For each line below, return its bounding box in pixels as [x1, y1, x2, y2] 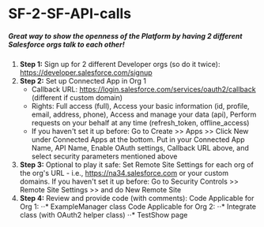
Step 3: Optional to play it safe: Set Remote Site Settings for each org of [19, 160, 255, 169]
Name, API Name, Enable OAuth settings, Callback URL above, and [31, 143, 249, 153]
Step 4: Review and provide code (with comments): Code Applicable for [19, 194, 255, 203]
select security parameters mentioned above [31, 151, 178, 162]
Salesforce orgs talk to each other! [8, 39, 125, 49]
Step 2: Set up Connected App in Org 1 [19, 76, 147, 86]
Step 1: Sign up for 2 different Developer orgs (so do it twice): [19, 60, 221, 69]
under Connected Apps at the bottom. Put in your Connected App [31, 135, 245, 144]
